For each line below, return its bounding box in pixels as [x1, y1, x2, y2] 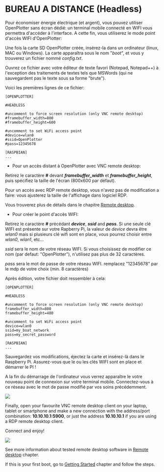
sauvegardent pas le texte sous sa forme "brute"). [5, 75, 106, 81]
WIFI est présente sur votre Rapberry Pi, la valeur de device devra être [5, 226, 147, 232]
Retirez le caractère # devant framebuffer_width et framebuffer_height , [5, 172, 153, 178]
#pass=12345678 [5, 141, 36, 146]
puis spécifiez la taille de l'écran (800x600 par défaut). [5, 178, 116, 184]
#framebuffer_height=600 [5, 120, 56, 125]
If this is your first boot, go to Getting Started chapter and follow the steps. [5, 461, 155, 467]
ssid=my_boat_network [5, 328, 49, 333]
